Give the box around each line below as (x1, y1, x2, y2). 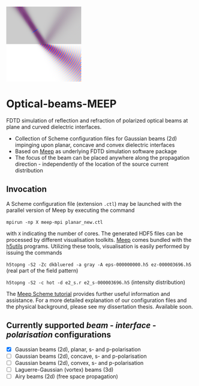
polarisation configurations (6, 330, 111, 340)
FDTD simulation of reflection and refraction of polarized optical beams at (6, 116, 188, 124)
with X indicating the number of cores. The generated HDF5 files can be (6, 229, 183, 237)
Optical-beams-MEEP (6, 97, 117, 111)
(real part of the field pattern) (6, 267, 79, 274)
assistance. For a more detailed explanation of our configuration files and (6, 297, 187, 304)
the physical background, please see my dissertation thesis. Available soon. (6, 303, 193, 310)
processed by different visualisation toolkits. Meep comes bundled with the (6, 236, 192, 243)
